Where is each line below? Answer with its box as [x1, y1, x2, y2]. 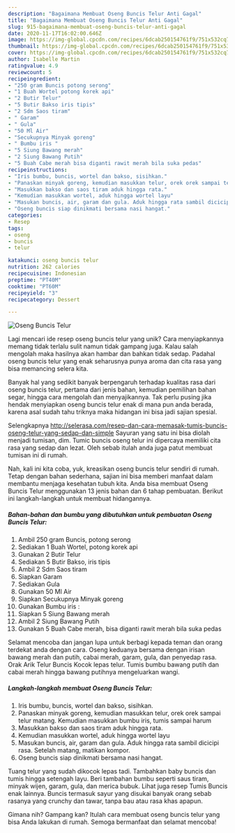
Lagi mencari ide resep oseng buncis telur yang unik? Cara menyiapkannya [8, 335, 224, 343]
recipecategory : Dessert [8, 296, 80, 303]
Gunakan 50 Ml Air [17, 588, 72, 596]
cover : [8, 50, 27, 57]
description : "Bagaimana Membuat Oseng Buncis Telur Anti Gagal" [8, 10, 202, 17]
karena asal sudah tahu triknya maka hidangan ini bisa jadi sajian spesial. [8, 408, 218, 416]
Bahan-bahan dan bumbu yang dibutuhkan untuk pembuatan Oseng [8, 510, 212, 518]
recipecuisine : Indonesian [8, 270, 86, 277]
